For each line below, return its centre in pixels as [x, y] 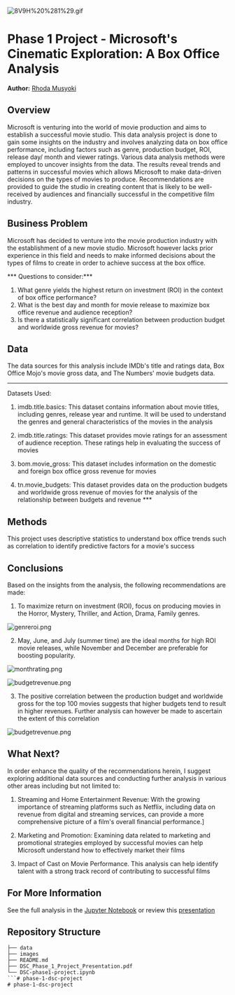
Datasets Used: [29, 394]
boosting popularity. [46, 655]
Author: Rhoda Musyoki [42, 88]
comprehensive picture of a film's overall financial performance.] [111, 821]
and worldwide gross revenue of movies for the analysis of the [107, 492]
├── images [23, 954]
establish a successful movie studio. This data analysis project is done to [112, 134]
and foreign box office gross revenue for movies [87, 471]
